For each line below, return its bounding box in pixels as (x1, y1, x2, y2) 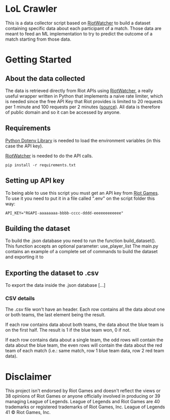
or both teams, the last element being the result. (5, 312, 106, 318)
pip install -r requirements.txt (5, 162, 76, 168)
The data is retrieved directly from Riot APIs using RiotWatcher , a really (5, 87, 153, 94)
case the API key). (5, 143, 44, 149)
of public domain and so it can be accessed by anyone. (5, 109, 121, 115)
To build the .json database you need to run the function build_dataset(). (5, 237, 156, 244)
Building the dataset (5, 224, 71, 233)
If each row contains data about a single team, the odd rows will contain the (5, 337, 164, 343)
